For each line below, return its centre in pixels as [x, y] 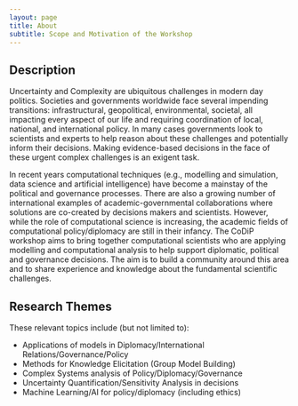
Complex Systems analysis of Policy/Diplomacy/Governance [132, 373]
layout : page [33, 17]
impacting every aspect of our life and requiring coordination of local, [137, 120]
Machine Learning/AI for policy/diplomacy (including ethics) [132, 392]
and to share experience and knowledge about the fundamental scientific [143, 269]
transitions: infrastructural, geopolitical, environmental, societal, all [131, 110]
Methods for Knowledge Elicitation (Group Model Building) [129, 364]
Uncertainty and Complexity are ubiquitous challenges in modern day [137, 92]
